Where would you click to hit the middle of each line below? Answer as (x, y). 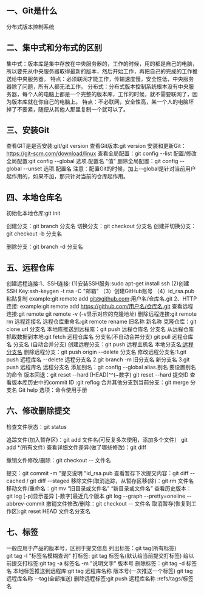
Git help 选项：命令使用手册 (53, 390)
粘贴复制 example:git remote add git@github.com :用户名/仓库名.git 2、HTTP (102, 299)
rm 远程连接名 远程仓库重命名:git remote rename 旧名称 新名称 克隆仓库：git (101, 322)
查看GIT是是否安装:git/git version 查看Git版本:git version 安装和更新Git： (96, 146)
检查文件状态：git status (36, 426)
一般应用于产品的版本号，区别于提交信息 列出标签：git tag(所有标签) (91, 548)
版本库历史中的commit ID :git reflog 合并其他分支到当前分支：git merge (100, 383)
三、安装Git (28, 130)
